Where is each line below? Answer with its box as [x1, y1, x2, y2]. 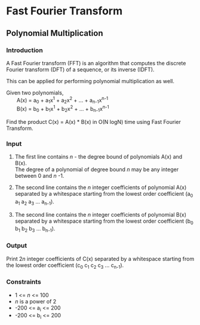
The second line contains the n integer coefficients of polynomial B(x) [14, 211, 187, 218]
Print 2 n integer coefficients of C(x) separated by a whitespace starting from [6, 255, 195, 262]
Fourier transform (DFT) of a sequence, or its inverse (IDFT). [6, 66, 155, 73]
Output [6, 241, 27, 250]
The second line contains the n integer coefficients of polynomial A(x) [14, 184, 187, 191]
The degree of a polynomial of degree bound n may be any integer [14, 166, 179, 173]
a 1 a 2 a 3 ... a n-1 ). [14, 198, 55, 206]
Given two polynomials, [6, 89, 64, 96]
